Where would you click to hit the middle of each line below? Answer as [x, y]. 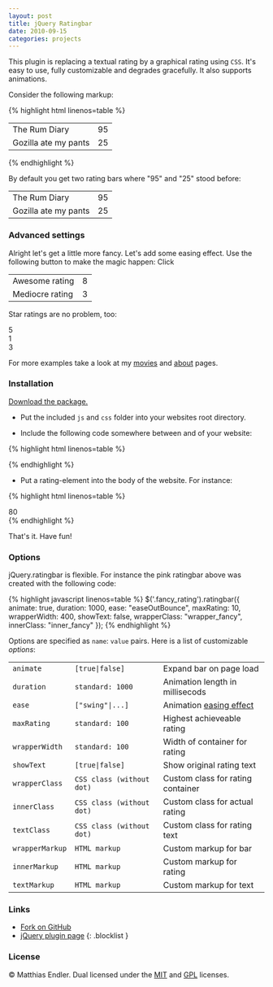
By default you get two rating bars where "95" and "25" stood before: [125, 179]
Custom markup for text [208, 885]
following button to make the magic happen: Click [91, 262]
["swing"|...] [102, 705]
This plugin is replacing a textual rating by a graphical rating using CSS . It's [132, 62]
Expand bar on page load [211, 669]
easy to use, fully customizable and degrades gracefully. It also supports [130, 71]
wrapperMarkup [40, 849]
